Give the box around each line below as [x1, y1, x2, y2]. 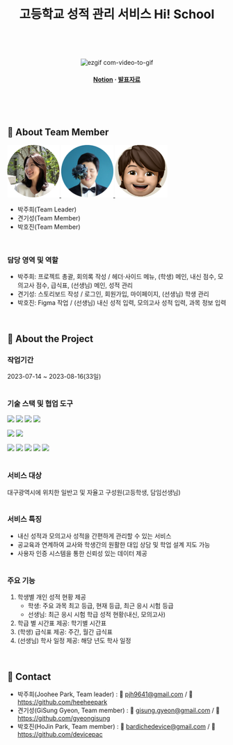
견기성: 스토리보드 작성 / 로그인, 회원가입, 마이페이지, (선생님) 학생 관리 [17, 290, 210, 299]
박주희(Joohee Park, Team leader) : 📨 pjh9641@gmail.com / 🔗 [17, 690, 193, 698]
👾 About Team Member [7, 126, 109, 138]
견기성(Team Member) [17, 213, 81, 222]
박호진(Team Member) [17, 223, 81, 231]
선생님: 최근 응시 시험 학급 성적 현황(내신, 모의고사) [27, 610, 166, 619]
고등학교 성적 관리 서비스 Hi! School [19, 6, 215, 22]
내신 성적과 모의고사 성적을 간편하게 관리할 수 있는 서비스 [17, 532, 172, 540]
